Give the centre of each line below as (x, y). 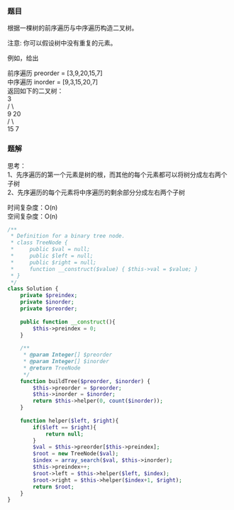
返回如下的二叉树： (35, 91)
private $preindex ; (49, 296)
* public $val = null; (50, 250)
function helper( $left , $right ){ (69, 421)
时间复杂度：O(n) (33, 207)
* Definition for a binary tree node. (68, 236)
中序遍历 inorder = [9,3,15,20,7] (52, 82)
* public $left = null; (52, 256)
